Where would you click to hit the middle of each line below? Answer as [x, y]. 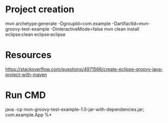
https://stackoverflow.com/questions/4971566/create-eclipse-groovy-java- [84, 69]
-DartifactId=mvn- [131, 23]
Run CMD [25, 95]
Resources [29, 55]
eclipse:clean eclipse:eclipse [36, 34]
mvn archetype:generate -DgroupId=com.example [58, 23]
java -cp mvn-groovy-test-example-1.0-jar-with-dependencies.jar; [75, 109]
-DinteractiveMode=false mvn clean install [95, 29]
